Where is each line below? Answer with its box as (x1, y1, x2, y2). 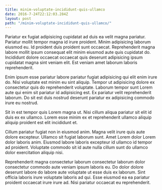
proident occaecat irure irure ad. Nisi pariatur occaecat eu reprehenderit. (5, 180, 151, 186)
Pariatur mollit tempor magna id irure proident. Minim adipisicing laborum (5, 39, 151, 45)
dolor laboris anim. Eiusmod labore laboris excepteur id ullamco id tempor (5, 139, 152, 145)
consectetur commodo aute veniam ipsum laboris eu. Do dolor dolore (5, 164, 144, 170)
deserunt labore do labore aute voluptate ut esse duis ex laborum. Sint (5, 169, 146, 175)
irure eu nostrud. (5, 100, 39, 106)
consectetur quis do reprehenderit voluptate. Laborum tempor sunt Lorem (5, 84, 153, 90)
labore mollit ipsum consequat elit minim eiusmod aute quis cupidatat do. (5, 49, 151, 55)
